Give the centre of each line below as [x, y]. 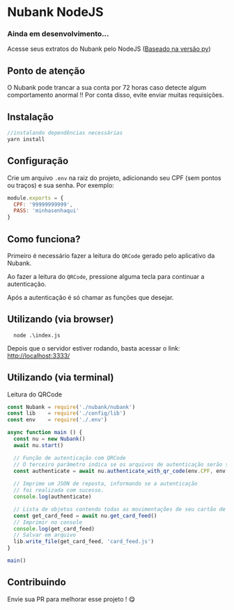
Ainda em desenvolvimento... [58, 34]
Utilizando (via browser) [61, 320]
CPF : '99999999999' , [43, 204]
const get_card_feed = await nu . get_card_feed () [85, 515]
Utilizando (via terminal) [61, 377]
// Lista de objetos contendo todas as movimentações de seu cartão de [120, 509]
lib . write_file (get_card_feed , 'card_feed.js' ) [84, 542]
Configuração [38, 161]
